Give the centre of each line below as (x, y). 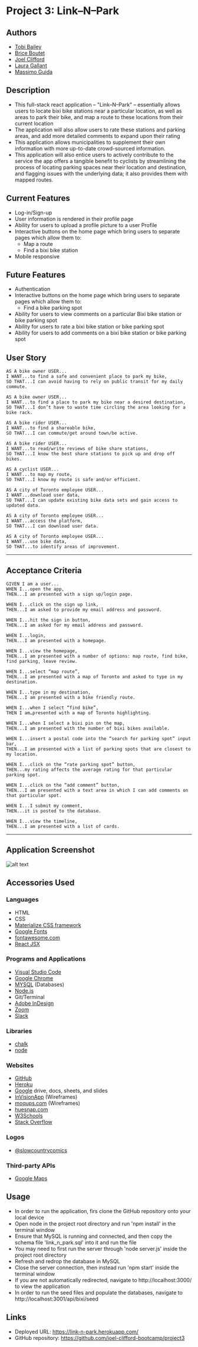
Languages (23, 899)
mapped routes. (34, 180)
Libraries (19, 1031)
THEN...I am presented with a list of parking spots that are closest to (99, 749)
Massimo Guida (34, 72)
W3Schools (29, 1116)
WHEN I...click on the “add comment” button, (63, 786)
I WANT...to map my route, (39, 475)
